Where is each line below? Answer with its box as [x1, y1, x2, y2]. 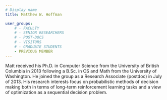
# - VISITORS [14, 39, 42, 45]
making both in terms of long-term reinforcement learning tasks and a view [5, 83, 161, 90]
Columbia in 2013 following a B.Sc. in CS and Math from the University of [5, 68, 157, 74]
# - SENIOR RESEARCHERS [14, 30, 65, 35]
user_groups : [5, 21, 33, 26]
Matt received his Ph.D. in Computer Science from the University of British [5, 62, 159, 68]
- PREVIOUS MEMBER [14, 48, 53, 54]
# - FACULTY [14, 25, 39, 30]
